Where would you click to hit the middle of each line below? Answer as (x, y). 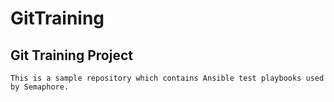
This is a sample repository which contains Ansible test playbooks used (167, 78)
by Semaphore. (40, 87)
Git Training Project (71, 55)
